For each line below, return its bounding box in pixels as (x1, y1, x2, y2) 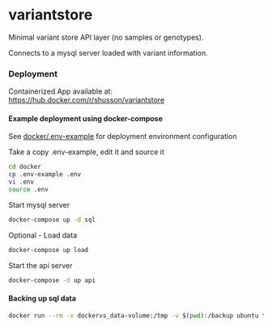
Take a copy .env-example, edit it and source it (8, 147, 164, 157)
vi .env (8, 178, 35, 187)
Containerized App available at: (8, 86, 113, 96)
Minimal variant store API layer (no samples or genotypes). (8, 32, 204, 42)
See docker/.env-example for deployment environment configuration (8, 132, 237, 141)
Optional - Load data (8, 230, 78, 240)
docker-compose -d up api (8, 276, 96, 284)
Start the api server (8, 260, 73, 270)
